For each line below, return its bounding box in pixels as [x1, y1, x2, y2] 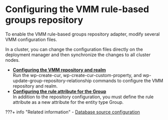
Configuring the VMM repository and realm [12, 67, 106, 73]
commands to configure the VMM [93, 77, 163, 84]
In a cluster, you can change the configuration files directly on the [5, 46, 144, 52]
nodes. [5, 57, 20, 63]
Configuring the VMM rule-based [5, 4, 149, 15]
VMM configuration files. [5, 36, 58, 43]
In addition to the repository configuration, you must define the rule [12, 94, 154, 100]
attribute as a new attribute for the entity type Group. [12, 99, 124, 105]
